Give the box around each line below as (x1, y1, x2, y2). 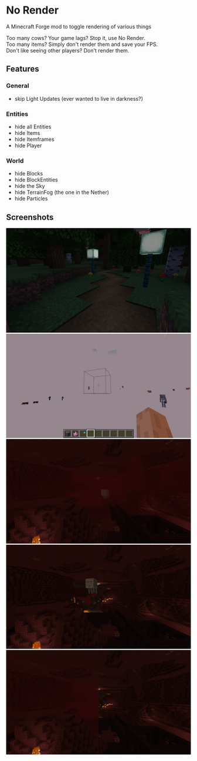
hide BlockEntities (14, 176, 58, 183)
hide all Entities (14, 123, 52, 130)
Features (6, 64, 39, 74)
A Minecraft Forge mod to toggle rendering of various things (6, 23, 151, 30)
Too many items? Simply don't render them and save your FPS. (6, 41, 158, 48)
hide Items (14, 129, 40, 136)
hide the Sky (14, 183, 45, 190)
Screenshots (6, 212, 54, 222)
